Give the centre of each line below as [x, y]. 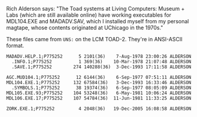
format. [15, 45]
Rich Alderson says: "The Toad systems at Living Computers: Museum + [96, 9]
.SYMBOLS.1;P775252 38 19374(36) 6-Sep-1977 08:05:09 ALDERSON [101, 88]
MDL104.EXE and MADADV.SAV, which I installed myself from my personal [98, 21]
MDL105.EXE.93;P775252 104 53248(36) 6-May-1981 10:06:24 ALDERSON [99, 93]
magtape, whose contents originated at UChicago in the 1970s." [85, 27]
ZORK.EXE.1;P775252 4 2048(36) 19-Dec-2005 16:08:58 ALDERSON [99, 109]
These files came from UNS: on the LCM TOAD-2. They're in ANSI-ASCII [94, 39]
